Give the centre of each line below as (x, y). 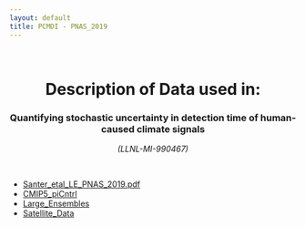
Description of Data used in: (153, 89)
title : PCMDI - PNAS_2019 (58, 26)
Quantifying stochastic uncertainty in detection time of (134, 118)
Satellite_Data (48, 213)
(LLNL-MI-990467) (153, 149)
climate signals (171, 129)
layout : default (40, 18)
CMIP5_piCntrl (50, 193)
